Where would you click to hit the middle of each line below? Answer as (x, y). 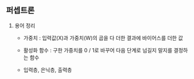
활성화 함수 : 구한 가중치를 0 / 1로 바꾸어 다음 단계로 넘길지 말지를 (98, 50)
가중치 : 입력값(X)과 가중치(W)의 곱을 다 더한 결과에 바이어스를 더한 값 (103, 38)
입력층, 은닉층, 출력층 (47, 70)
